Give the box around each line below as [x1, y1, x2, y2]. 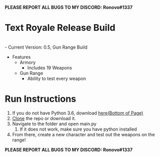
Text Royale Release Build [5, 22, 115, 33]
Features [12, 54, 31, 60]
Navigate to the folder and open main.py [12, 121, 97, 127]
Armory [19, 59, 36, 65]
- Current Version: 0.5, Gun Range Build [5, 44, 87, 50]
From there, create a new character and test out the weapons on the [12, 131, 155, 137]
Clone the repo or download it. [12, 115, 76, 121]
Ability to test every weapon [27, 75, 86, 82]
